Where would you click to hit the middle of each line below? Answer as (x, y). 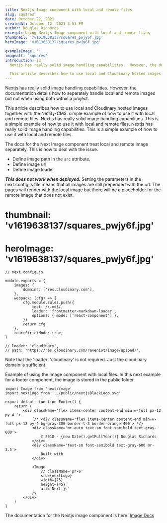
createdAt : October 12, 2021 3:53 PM (44, 24)
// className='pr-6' (62, 472)
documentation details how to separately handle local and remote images (80, 93)
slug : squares (20, 14)
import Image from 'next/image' (39, 389)
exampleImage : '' (23, 51)
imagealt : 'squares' (27, 56)
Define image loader (33, 170)
